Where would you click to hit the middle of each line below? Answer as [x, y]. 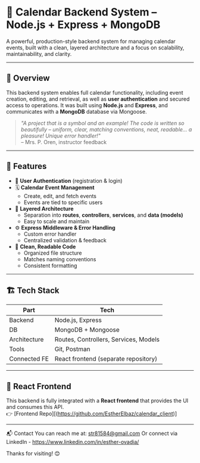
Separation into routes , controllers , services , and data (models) [103, 215]
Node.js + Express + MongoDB [83, 25]
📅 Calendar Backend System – [82, 12]
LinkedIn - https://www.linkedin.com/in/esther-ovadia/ [73, 442]
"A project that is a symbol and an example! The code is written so [102, 123]
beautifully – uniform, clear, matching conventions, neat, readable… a [106, 129]
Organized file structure [53, 253]
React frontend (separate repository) [106, 359]
